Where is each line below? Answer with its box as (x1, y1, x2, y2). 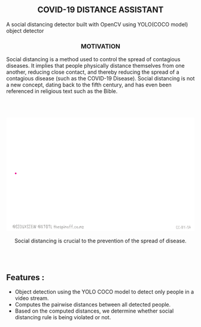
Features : (6, 272, 45, 283)
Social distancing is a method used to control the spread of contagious (6, 56, 181, 63)
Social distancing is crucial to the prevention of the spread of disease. (14, 237, 187, 244)
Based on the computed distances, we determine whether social (14, 307, 174, 314)
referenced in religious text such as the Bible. (6, 88, 118, 95)
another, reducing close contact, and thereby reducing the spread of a (6, 68, 179, 76)
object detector (6, 27, 44, 34)
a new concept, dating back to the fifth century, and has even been (6, 81, 172, 89)
